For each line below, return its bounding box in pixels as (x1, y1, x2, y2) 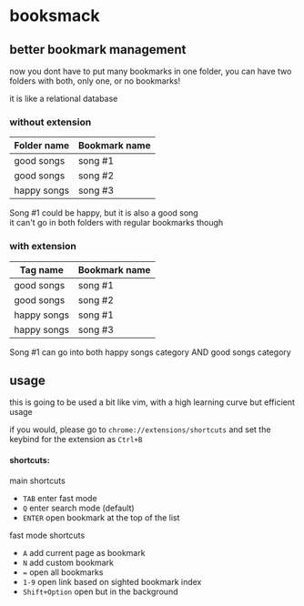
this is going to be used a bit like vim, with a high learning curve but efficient (9, 397, 296, 408)
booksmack (9, 5, 100, 26)
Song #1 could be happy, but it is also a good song (9, 207, 198, 218)
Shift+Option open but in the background (22, 586, 178, 597)
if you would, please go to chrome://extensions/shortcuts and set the (9, 424, 271, 435)
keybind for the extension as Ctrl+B (9, 434, 143, 445)
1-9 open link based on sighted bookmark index (22, 576, 202, 587)
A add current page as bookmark (22, 547, 146, 558)
